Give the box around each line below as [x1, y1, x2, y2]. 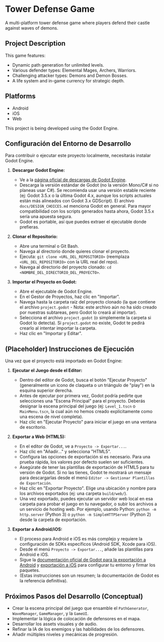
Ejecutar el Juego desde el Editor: [12, 368, 82, 374]
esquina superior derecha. [19, 387, 73, 393]
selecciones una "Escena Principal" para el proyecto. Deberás [19, 398, 145, 404]
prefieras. [19, 224, 39, 230]
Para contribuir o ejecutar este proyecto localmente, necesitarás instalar [5, 152, 151, 158]
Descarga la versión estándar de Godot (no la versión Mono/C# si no [19, 182, 159, 188]
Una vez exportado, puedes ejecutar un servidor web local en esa [19, 496, 153, 502]
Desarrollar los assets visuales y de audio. [12, 621, 98, 627]
